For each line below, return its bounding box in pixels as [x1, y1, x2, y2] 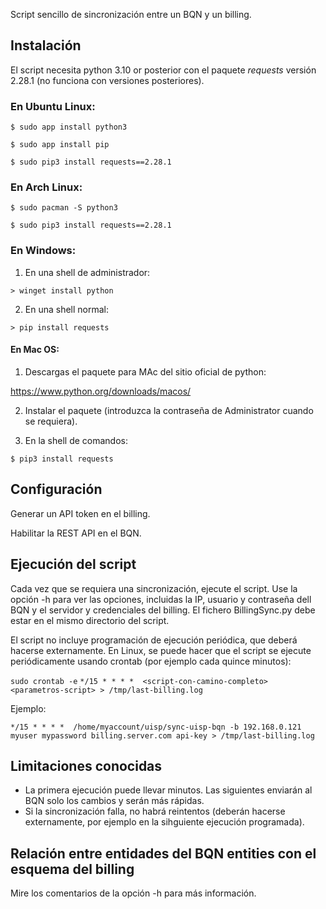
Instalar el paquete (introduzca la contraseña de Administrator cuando [24, 404, 314, 416]
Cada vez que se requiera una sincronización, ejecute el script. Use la [10, 582, 298, 594]
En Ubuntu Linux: [10, 99, 96, 113]
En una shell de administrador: [24, 266, 151, 278]
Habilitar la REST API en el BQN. [10, 527, 142, 539]
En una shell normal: [24, 303, 110, 315]
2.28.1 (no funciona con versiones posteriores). [10, 74, 205, 86]
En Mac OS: [10, 344, 60, 356]
